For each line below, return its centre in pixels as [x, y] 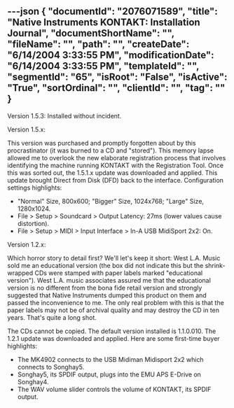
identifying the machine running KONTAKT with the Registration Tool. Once [116, 165]
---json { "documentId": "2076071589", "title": [113, 12]
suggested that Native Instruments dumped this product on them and [107, 295]
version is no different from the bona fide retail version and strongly [105, 288]
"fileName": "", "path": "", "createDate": [98, 44]
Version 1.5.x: [26, 129]
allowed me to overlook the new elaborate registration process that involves [117, 157]
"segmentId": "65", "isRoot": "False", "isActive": [117, 77]
